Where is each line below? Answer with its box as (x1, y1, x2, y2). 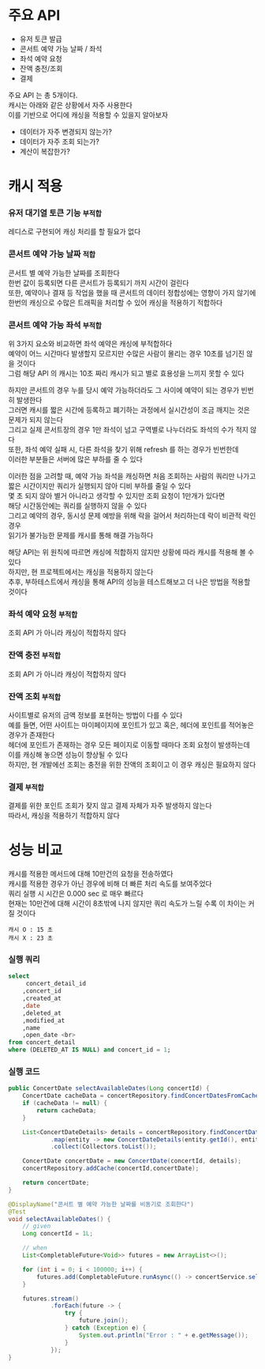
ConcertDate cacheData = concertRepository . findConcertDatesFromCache (22, 1092, 259, 1100)
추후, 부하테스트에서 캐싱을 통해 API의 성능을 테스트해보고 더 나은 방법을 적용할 (8, 577, 251, 586)
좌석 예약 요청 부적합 (8, 609, 78, 620)
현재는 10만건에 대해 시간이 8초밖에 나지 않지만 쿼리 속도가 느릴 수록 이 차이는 (8, 899, 247, 908)
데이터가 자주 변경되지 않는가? (19, 126, 113, 136)
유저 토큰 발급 (19, 34, 62, 43)
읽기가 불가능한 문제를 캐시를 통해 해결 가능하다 (8, 530, 154, 541)
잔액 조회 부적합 (8, 691, 62, 702)
